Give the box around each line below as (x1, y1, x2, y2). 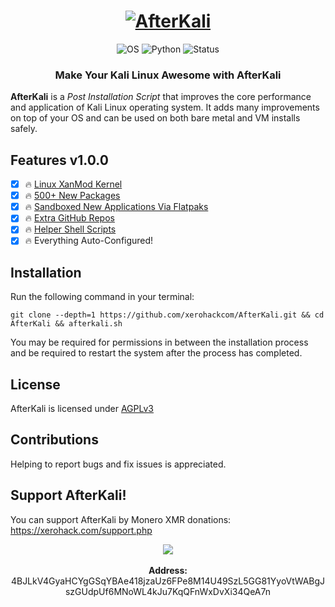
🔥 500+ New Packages (24, 190, 121, 202)
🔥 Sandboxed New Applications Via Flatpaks (24, 201, 209, 213)
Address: (148, 564, 188, 576)
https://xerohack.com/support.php (10, 524, 153, 536)
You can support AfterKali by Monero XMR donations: (10, 513, 232, 525)
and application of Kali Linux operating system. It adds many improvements (10, 101, 320, 114)
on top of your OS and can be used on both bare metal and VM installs (10, 112, 301, 124)
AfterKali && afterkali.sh (10, 319, 123, 329)
